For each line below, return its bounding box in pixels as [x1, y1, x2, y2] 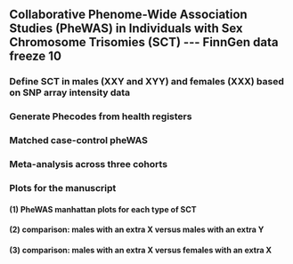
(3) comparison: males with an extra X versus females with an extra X [9, 244, 273, 255]
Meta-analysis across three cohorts [9, 158, 167, 171]
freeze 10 [9, 49, 62, 64]
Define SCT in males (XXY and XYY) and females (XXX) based [9, 76, 285, 88]
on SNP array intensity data [9, 86, 131, 99]
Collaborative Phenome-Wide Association [9, 7, 248, 22]
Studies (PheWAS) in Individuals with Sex [9, 21, 243, 36]
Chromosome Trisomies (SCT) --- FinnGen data [9, 35, 279, 50]
